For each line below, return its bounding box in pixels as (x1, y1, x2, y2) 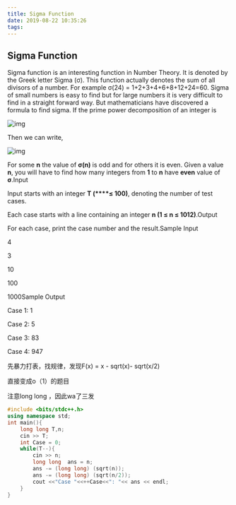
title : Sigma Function (7, 10, 74, 18)
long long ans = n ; (33, 458, 93, 466)
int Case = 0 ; (20, 439, 61, 446)
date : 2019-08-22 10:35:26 (7, 17, 87, 24)
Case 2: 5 (7, 320, 35, 328)
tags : (7, 23, 23, 30)
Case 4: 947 (7, 347, 44, 356)
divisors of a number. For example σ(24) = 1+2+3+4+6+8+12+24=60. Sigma (7, 83, 230, 92)
